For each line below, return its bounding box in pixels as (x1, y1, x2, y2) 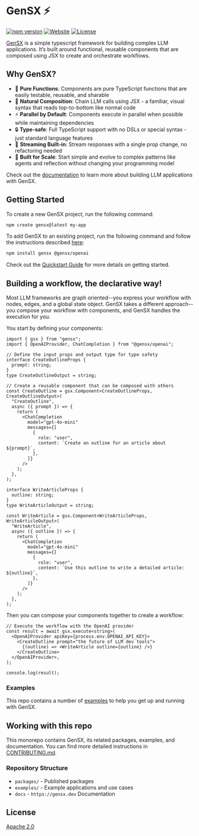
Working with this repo (6, 721, 92, 731)
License (6, 807, 36, 817)
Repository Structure (6, 764, 68, 772)
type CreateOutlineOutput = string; (6, 373, 97, 378)
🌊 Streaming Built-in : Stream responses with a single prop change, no (14, 140, 187, 148)
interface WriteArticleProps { (6, 487, 84, 493)
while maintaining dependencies (14, 119, 94, 126)
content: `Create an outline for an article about (37, 440, 166, 446)
